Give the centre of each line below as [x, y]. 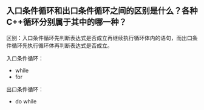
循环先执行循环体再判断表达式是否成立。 [62, 45]
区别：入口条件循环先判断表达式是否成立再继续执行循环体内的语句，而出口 [99, 37]
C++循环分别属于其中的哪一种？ [67, 22]
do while [26, 101]
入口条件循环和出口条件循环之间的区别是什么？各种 [102, 11]
